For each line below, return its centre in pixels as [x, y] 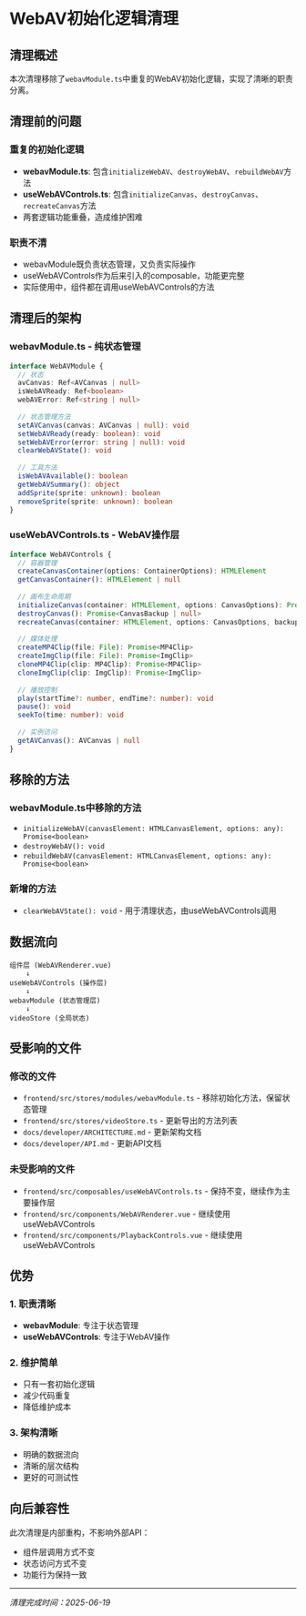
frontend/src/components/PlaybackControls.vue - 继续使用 [133, 1235]
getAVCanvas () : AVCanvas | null [79, 740]
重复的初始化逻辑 [47, 149]
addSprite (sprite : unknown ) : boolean [89, 493]
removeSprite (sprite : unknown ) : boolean [95, 502]
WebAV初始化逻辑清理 [94, 19]
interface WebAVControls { [61, 554]
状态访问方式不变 [55, 1563]
